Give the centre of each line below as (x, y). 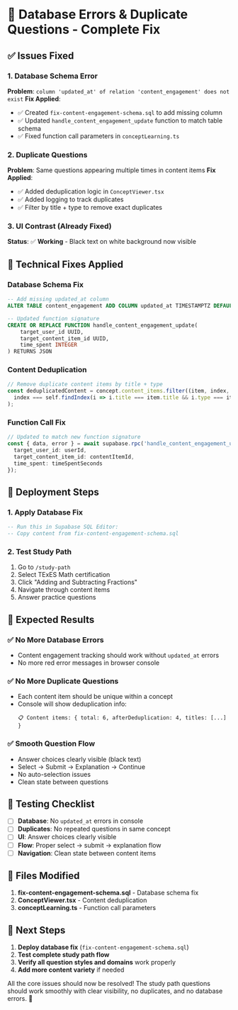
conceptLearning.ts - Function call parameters (87, 908)
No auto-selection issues (54, 774)
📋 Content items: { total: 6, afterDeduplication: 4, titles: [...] (122, 718)
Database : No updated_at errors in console (80, 821)
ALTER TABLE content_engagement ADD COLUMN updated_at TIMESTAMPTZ (109, 306)
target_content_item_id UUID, (65, 338)
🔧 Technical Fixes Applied (66, 264)
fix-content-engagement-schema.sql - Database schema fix (108, 893)
